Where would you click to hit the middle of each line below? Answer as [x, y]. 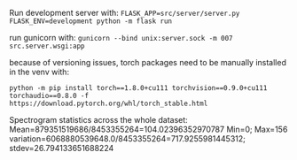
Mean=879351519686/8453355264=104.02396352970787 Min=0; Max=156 [148, 129]
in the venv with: [39, 72]
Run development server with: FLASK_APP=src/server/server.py [125, 13]
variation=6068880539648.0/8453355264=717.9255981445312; [128, 139]
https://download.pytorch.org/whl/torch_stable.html [109, 103]
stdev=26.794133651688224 [62, 148]
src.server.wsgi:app [47, 46]
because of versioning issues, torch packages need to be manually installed [148, 62]
